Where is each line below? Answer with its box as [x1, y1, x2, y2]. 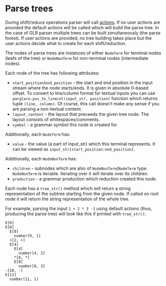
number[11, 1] [9, 277, 39, 282]
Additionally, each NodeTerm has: [5, 131, 70, 137]
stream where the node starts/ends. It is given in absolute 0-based [12, 85, 149, 91]
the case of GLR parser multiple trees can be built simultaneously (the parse [5, 30, 161, 36]
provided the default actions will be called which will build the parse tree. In [5, 24, 159, 30]
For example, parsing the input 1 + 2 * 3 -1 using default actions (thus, [5, 205, 152, 211]
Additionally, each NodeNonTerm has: [5, 155, 77, 161]
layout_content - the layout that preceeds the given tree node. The [12, 111, 149, 117]
